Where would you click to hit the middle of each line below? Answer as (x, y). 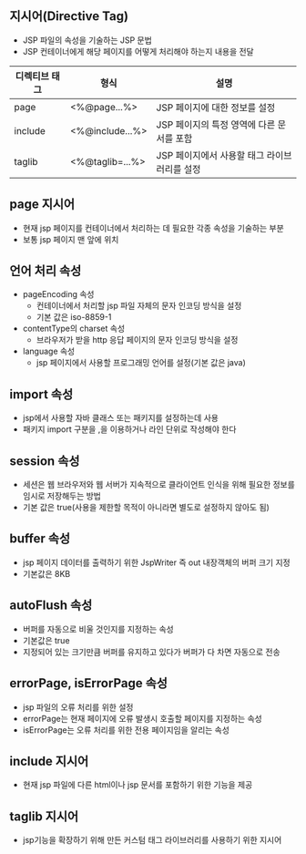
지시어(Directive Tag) (69, 16)
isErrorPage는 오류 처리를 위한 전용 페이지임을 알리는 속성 (126, 730)
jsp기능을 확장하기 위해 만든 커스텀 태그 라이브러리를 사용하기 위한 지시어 (152, 840)
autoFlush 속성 (51, 606)
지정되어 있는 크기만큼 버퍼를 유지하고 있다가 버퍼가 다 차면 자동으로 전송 (151, 652)
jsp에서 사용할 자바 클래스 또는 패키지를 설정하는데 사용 (120, 418)
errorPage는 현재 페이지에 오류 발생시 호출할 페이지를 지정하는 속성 (142, 718)
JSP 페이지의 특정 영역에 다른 (216, 124)
